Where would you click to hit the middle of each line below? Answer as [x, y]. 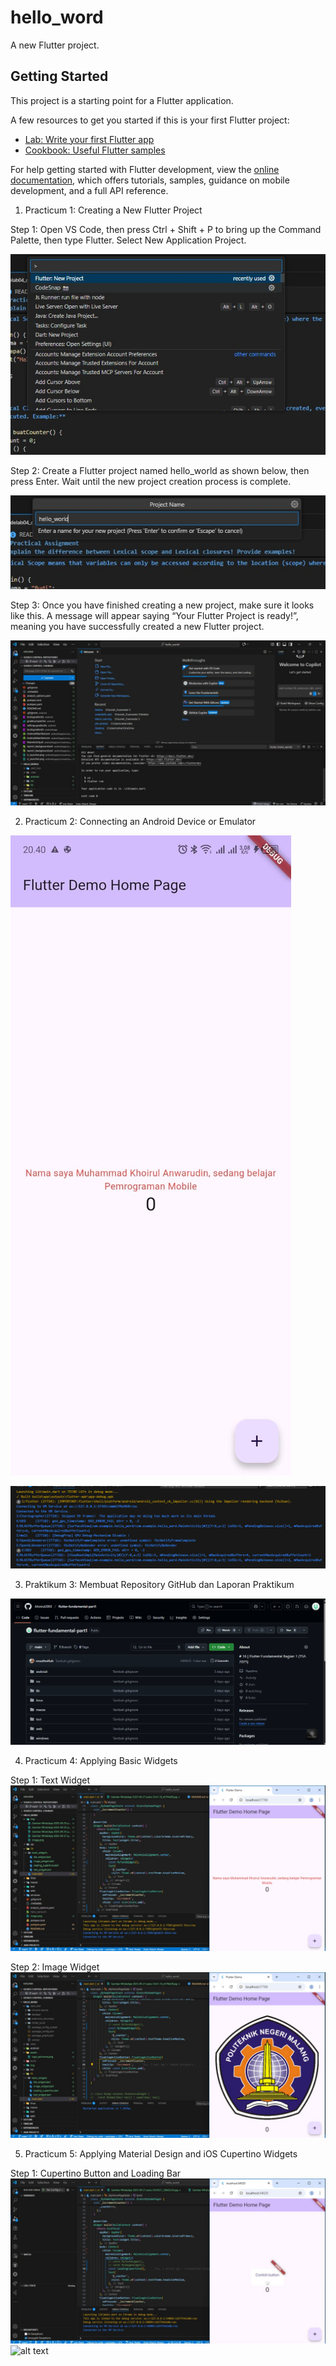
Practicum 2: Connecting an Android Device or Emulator [140, 822]
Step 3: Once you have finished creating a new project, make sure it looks [162, 605]
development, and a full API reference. [89, 190]
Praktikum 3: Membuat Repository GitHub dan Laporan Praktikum [159, 1585]
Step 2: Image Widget [55, 1967]
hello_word [57, 17]
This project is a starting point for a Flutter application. [122, 100]
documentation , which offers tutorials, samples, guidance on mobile [150, 180]
